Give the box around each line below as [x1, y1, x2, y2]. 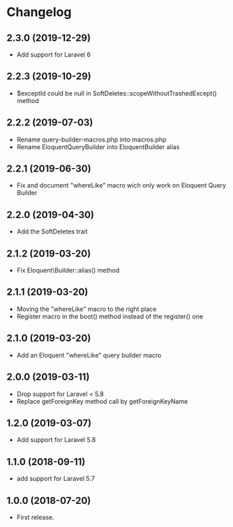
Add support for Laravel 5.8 [16, 436, 96, 444]
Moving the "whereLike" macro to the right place [16, 305, 157, 313]
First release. [16, 513, 54, 521]
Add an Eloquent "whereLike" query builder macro [16, 351, 162, 359]
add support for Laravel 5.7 [16, 475, 95, 483]
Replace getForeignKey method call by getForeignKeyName [16, 397, 188, 405]
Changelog [6, 4, 72, 20]
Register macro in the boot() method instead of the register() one [16, 312, 204, 321]
